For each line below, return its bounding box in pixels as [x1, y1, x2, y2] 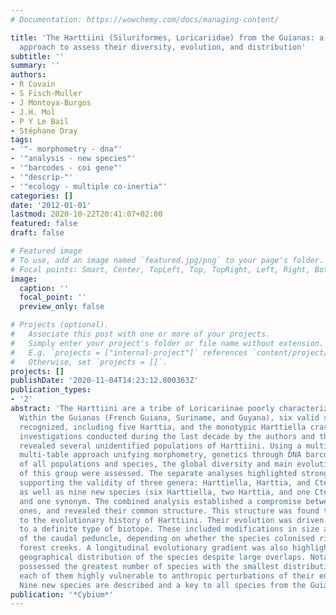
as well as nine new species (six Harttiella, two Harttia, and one [19, 487, 311, 497]
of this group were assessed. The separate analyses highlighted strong [19, 469, 329, 479]
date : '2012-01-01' [10, 200, 92, 210]
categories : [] [10, 191, 74, 201]
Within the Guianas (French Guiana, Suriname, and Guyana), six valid [19, 412, 320, 423]
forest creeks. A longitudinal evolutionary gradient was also [19, 543, 288, 553]
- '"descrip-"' [10, 172, 74, 182]
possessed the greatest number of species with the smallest [19, 561, 280, 571]
